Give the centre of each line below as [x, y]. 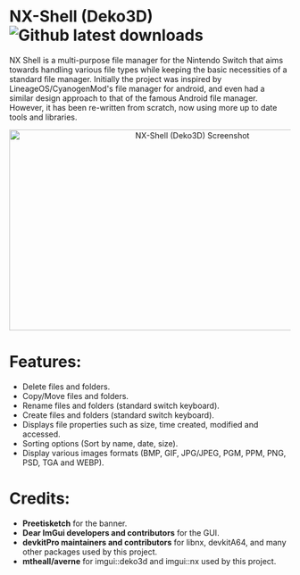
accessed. [41, 434]
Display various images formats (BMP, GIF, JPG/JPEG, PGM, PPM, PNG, [154, 453]
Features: [46, 362]
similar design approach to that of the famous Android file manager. [133, 98]
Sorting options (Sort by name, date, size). [100, 443]
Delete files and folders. [66, 387]
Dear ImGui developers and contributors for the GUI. [121, 532]
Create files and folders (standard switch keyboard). [118, 415]
